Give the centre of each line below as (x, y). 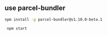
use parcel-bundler (35, 8)
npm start (17, 28)
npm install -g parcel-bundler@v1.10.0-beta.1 (53, 19)
